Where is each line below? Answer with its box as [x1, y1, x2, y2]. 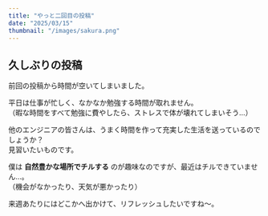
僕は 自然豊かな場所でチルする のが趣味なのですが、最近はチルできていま [8, 162, 251, 172]
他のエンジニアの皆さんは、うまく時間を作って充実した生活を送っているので [8, 125, 261, 134]
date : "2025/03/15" [8, 19, 74, 27]
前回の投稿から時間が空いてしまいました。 [8, 81, 149, 90]
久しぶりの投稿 [8, 58, 83, 72]
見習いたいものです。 [8, 145, 79, 154]
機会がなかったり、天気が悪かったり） [14, 182, 142, 192]
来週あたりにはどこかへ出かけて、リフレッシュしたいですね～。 [8, 199, 219, 209]
